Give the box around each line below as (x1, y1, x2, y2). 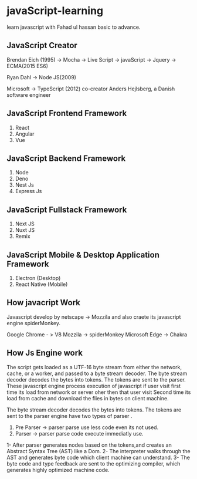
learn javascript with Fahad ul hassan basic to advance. (6, 23, 141, 31)
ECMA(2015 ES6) (6, 62, 49, 69)
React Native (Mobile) (15, 281, 68, 288)
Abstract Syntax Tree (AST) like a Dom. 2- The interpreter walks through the (6, 447, 191, 454)
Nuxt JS (15, 227, 35, 234)
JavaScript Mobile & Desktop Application (6, 249, 160, 259)
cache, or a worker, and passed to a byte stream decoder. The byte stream (6, 370, 188, 377)
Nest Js (15, 181, 34, 188)
